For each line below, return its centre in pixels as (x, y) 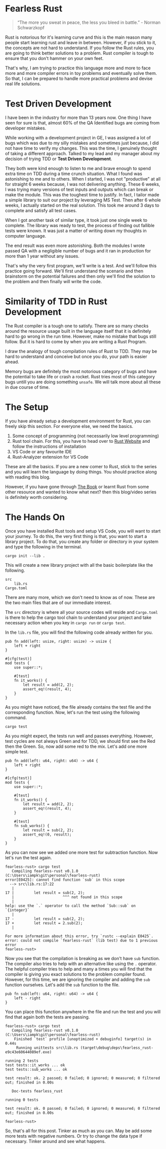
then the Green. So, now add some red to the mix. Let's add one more (76, 746)
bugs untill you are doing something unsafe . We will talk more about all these (83, 382)
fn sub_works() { (32, 826)
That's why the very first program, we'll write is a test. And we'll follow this (81, 265)
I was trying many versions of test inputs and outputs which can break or (79, 189)
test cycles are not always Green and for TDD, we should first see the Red (80, 741)
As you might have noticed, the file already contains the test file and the (78, 707)
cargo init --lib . (25, 556)
